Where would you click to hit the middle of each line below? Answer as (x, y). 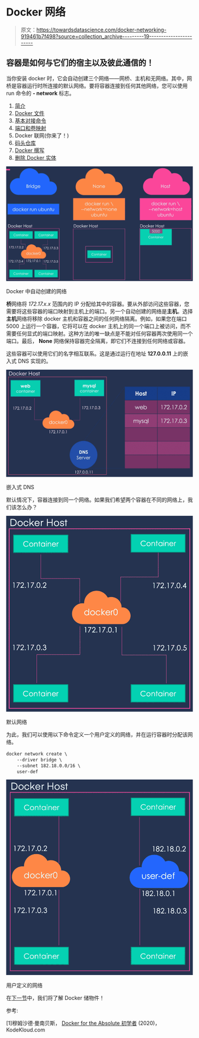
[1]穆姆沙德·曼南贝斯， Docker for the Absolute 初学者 (72, 1023)
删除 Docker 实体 (35, 157)
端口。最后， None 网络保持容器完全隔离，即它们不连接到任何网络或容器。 (97, 341)
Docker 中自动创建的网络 (36, 291)
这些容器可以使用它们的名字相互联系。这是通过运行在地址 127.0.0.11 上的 (95, 354)
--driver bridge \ (39, 760)
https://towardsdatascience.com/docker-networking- (102, 30)
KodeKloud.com (26, 1030)
